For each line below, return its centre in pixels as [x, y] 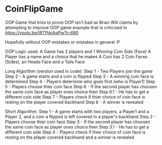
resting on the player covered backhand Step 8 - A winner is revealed [74, 102]
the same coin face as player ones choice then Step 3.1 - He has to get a [77, 127]
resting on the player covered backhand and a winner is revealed [70, 137]
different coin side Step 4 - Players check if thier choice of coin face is [75, 132]
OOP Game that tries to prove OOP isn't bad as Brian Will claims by [72, 22]
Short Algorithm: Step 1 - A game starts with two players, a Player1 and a [77, 111]
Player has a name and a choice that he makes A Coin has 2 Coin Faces [76, 56]
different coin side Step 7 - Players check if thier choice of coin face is [75, 97]
